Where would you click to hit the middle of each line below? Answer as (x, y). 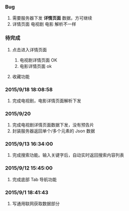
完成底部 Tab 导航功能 (35, 179)
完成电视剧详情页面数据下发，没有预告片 (53, 125)
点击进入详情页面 (29, 49)
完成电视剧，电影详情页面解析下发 (47, 101)
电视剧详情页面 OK (38, 60)
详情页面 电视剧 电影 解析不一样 (44, 24)
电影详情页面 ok (36, 66)
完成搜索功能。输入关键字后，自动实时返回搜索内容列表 (68, 155)
